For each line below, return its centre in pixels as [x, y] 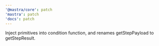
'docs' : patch [20, 19]
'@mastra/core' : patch [29, 10]
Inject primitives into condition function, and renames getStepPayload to [79, 33]
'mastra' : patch [22, 14]
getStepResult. [20, 38]
